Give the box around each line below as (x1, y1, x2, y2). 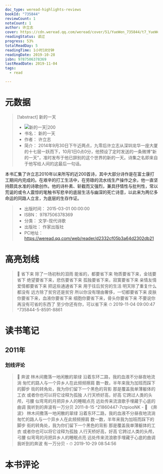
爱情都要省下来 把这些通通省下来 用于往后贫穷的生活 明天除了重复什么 (16, 283, 157, 289)
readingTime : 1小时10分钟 (5, 48, 55, 52)
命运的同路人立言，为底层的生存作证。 (5, 195, 81, 201)
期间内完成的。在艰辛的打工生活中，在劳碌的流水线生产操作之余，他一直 (9, 177, 154, 183)
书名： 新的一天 (24, 130, 56, 136)
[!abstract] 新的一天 (16, 114, 57, 119)
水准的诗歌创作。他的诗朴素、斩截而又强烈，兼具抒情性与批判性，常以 (17, 183, 158, 189)
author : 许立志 (5, 25, 33, 30)
